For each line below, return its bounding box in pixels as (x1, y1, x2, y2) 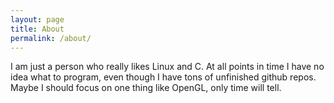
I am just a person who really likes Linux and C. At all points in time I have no (10, 61, 325, 73)
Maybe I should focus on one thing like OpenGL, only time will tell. (10, 82, 282, 94)
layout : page (10, 14, 65, 25)
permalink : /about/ (10, 33, 92, 43)
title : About (10, 24, 65, 34)
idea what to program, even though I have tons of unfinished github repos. (10, 71, 317, 83)
